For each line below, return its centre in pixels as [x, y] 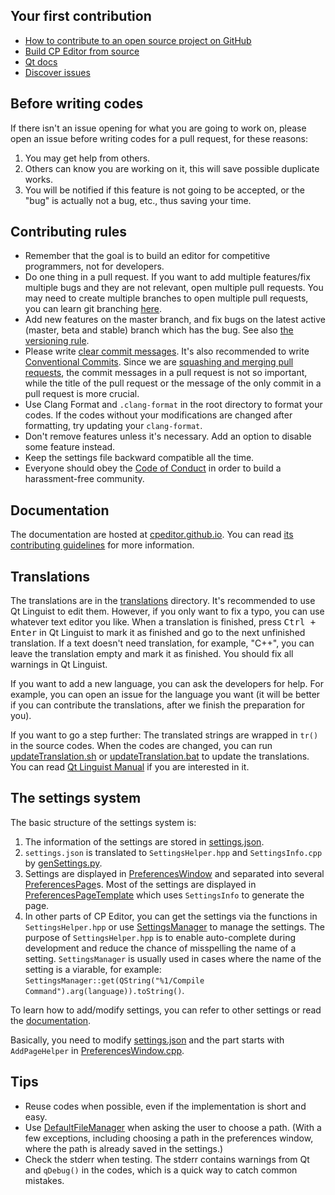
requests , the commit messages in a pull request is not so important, [166, 373]
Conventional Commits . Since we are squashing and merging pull [159, 362]
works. [38, 179]
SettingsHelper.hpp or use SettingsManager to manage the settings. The [174, 926]
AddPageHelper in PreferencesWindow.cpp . [97, 1050]
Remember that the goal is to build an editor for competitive [147, 256]
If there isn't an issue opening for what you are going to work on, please [158, 128]
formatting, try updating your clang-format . [113, 426]
